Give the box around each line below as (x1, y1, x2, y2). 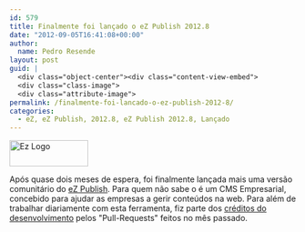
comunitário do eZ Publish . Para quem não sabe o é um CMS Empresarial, (9, 184, 287, 195)
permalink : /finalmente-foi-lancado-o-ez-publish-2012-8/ (9, 97, 234, 107)
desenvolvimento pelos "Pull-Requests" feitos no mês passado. (9, 213, 249, 224)
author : (9, 38, 39, 48)
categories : (9, 106, 55, 116)
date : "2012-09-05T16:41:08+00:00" (9, 30, 145, 39)
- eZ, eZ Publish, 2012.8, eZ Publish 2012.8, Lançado (17, 115, 230, 124)
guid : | (9, 65, 39, 74)
